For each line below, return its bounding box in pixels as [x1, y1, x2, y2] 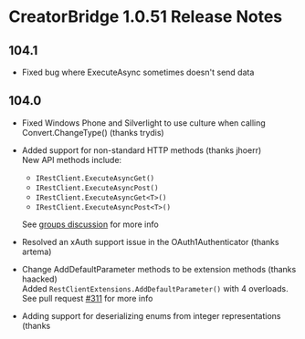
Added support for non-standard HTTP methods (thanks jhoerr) [21, 144, 262, 156]
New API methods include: [21, 154, 122, 165]
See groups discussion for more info [21, 219, 159, 230]
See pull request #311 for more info [21, 293, 153, 303]
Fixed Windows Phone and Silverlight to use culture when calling [21, 117, 266, 128]
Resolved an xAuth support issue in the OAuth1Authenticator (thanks [21, 236, 279, 247]
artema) [21, 246, 52, 257]
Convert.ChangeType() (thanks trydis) [21, 127, 165, 138]
